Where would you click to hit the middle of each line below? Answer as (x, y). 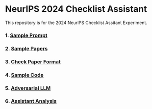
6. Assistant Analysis (31, 101)
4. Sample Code (25, 75)
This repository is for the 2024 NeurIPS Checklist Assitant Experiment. (76, 23)
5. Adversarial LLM (28, 88)
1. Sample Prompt (26, 35)
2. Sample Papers (26, 49)
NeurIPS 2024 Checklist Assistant (76, 9)
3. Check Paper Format (33, 61)
